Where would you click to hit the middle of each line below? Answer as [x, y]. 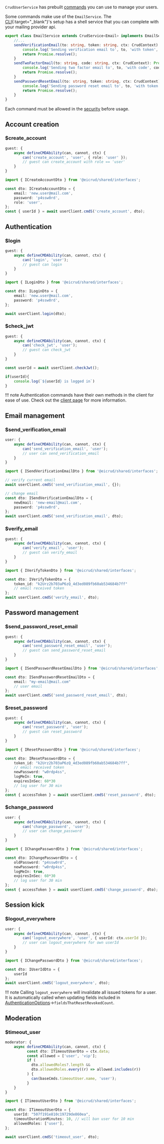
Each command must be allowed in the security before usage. [67, 109]
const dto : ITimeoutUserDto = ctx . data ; [68, 1051]
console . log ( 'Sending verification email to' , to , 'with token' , [91, 49]
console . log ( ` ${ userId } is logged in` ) [54, 381]
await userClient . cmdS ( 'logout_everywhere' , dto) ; [58, 983]
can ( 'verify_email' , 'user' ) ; [53, 548]
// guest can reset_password [52, 732]
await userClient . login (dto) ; [36, 314]
